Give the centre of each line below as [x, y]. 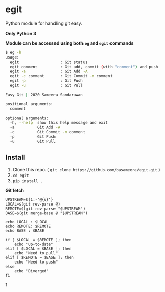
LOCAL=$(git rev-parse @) [33, 204]
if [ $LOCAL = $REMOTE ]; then [38, 240]
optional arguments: [27, 118]
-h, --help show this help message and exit [59, 123]
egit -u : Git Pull [46, 86]
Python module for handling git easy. [44, 23]
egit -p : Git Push [46, 81]
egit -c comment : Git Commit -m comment [61, 76]
